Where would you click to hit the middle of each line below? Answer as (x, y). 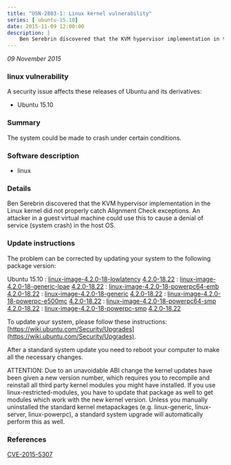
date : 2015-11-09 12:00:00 (46, 26)
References (27, 440)
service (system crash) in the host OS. (61, 225)
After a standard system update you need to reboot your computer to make (113, 349)
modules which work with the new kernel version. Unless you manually (108, 400)
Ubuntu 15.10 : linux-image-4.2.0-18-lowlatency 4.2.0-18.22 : (93, 279)
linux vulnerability (38, 76)
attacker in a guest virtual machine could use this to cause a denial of (106, 218)
